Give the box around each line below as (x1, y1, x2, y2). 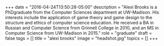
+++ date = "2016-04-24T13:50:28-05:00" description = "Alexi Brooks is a (5, 4, 158, 10)
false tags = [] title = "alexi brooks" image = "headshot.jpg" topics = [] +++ (5, 35, 159, 41)
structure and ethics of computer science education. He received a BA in (5, 20, 154, 25)
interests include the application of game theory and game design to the (5, 15, 153, 20)
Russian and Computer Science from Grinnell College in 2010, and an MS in (5, 25, 159, 31)
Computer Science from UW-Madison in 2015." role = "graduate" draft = (5, 30, 152, 36)
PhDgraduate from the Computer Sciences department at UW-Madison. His (5, 9, 160, 15)
